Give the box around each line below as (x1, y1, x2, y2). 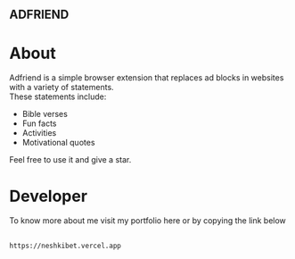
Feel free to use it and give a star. (9, 155, 132, 165)
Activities (21, 128, 57, 138)
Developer (9, 186, 87, 206)
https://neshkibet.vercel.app (9, 241, 122, 250)
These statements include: (9, 91, 107, 102)
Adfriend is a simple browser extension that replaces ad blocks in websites (9, 72, 284, 83)
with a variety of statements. (9, 82, 114, 93)
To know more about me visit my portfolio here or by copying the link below (9, 215, 287, 226)
